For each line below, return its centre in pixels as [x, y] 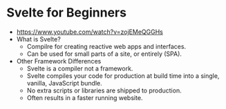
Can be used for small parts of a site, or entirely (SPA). [104, 54]
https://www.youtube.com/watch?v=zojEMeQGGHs [90, 32]
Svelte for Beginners [67, 13]
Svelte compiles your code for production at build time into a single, [123, 76]
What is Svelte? [39, 39]
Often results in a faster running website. [85, 97]
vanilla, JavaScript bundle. [64, 83]
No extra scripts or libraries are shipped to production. [104, 90]
